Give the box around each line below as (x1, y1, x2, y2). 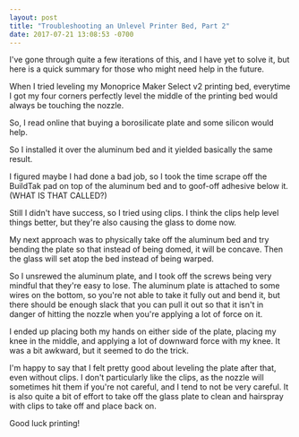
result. (9, 154, 33, 165)
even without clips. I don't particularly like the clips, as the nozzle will (9, 373, 264, 383)
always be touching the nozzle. (9, 100, 124, 111)
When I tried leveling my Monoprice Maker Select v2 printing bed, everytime (9, 81, 291, 92)
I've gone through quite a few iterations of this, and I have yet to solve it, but (9, 55, 290, 65)
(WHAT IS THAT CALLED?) (9, 190, 107, 201)
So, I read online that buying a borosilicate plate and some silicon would (9, 117, 275, 128)
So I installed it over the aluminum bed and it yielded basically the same (9, 144, 273, 155)
